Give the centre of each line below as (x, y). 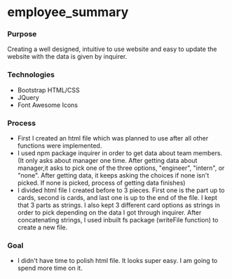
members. (208, 153)
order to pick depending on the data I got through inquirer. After (109, 213)
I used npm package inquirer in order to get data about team (104, 153)
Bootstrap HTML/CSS (49, 90)
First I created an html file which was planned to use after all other (113, 138)
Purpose (22, 34)
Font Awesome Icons (48, 105)
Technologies (31, 75)
